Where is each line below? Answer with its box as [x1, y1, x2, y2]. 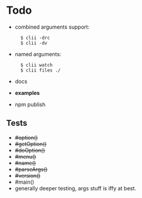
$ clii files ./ [20, 67, 61, 73]
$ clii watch [20, 62, 53, 68]
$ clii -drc [20, 35, 50, 41]
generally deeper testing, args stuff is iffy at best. [14, 184, 137, 191]
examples [14, 89, 40, 96]
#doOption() [14, 147, 45, 154]
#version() [14, 172, 41, 179]
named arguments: [14, 50, 61, 57]
